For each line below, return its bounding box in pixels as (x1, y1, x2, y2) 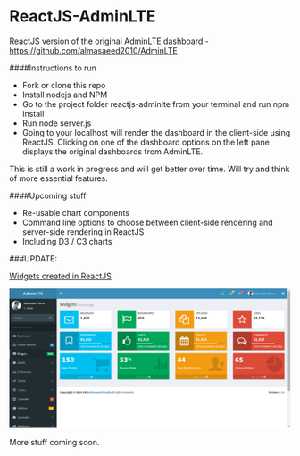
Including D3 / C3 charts (21, 236, 113, 246)
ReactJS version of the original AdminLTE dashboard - (9, 36, 210, 46)
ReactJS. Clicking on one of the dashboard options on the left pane (21, 137, 270, 147)
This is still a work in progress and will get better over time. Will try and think (9, 163, 290, 174)
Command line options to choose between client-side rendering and (21, 217, 274, 228)
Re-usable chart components (21, 207, 130, 218)
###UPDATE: (9, 253, 58, 264)
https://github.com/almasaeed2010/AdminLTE (9, 45, 179, 55)
